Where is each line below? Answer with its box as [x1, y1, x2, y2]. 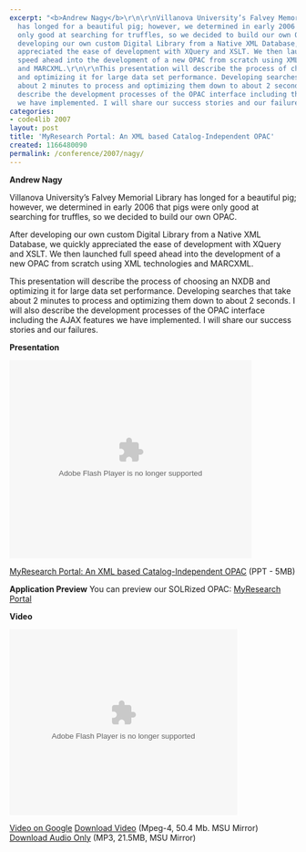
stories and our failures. [9, 324, 98, 335]
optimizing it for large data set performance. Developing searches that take [9, 285, 291, 296]
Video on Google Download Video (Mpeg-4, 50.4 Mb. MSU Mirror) [9, 822, 259, 833]
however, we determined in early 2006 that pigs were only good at [9, 202, 260, 213]
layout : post [9, 124, 59, 133]
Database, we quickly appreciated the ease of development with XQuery [9, 238, 281, 249]
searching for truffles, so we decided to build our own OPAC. [9, 211, 238, 222]
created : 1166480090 [9, 140, 88, 150]
